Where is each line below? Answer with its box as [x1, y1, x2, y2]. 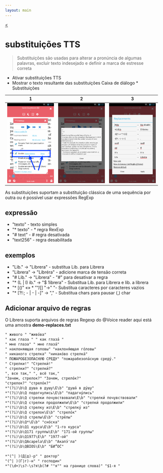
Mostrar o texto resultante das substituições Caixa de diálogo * [12, 80, 138, 86]
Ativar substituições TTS [12, 74, 62, 80]
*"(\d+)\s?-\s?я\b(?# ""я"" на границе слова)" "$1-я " [5, 463, 120, 468]
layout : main [5, 8, 32, 13]
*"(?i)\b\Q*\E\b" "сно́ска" [5, 419, 60, 424]
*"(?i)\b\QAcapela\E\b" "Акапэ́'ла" [5, 439, 77, 444]
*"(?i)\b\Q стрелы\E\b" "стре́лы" [5, 415, 73, 419]
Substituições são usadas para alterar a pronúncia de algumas [16, 55, 142, 61]
